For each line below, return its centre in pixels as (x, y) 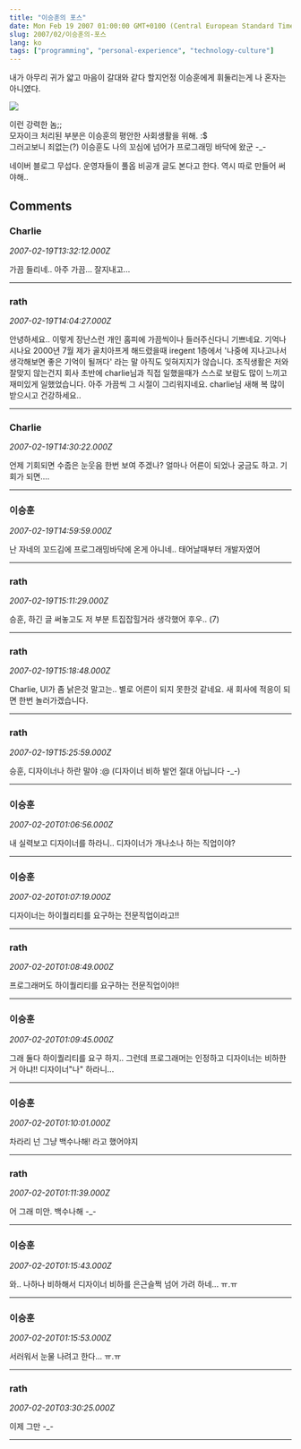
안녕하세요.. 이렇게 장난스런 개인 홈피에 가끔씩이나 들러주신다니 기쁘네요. (136, 339)
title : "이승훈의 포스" (48, 17)
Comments (41, 206)
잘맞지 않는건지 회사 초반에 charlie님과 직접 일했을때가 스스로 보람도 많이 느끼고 (149, 373)
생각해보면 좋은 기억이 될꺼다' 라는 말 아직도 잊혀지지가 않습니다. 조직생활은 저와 (149, 362)
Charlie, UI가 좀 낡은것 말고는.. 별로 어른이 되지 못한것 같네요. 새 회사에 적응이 (145, 690)
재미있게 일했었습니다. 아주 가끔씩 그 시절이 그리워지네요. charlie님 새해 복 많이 (147, 384)
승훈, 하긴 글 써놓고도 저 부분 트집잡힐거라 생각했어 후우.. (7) (114, 619)
